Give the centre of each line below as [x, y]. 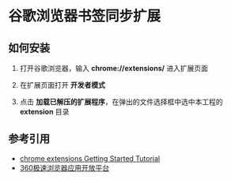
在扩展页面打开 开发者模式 [62, 85]
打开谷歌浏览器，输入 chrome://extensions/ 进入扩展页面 [114, 68]
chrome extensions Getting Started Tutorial [90, 158]
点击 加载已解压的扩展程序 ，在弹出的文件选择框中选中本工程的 [121, 102]
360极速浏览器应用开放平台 [64, 167]
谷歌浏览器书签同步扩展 [85, 16]
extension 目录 [44, 112]
